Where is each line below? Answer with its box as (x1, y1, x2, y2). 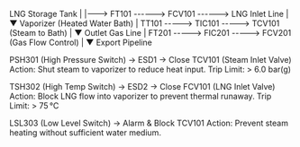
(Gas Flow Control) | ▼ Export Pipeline (9, 37, 153, 48)
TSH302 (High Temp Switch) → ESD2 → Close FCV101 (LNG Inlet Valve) (9, 82, 276, 91)
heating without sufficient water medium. (9, 127, 162, 138)
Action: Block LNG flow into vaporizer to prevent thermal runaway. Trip (9, 91, 272, 101)
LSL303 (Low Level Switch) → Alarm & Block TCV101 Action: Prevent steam (9, 117, 288, 128)
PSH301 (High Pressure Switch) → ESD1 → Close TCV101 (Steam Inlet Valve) (9, 55, 292, 65)
